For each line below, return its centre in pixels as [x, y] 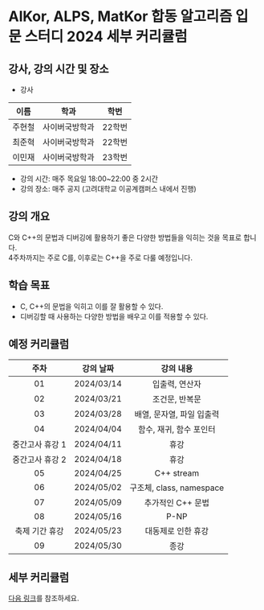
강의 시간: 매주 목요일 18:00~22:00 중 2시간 [89, 179]
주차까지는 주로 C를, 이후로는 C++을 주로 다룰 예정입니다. [103, 258]
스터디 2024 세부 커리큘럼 [106, 37]
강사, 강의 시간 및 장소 [59, 69]
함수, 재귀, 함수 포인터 [177, 430]
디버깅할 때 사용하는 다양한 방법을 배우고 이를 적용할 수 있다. [114, 316]
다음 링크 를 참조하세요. [44, 598]
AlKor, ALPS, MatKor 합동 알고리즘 [120, 16]
